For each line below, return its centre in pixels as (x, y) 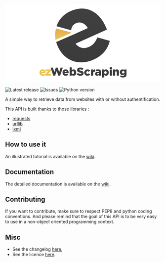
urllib (18, 124)
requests (21, 118)
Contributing (25, 199)
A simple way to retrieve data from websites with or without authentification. (83, 99)
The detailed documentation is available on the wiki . (58, 184)
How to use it (26, 145)
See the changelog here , (37, 249)
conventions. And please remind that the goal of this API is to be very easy (81, 217)
